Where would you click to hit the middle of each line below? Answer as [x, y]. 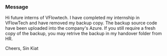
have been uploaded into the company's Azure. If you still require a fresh [80, 28]
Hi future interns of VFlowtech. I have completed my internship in [72, 18]
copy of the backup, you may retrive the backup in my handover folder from [83, 34]
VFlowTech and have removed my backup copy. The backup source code [81, 23]
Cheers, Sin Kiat [22, 49]
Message [17, 7]
